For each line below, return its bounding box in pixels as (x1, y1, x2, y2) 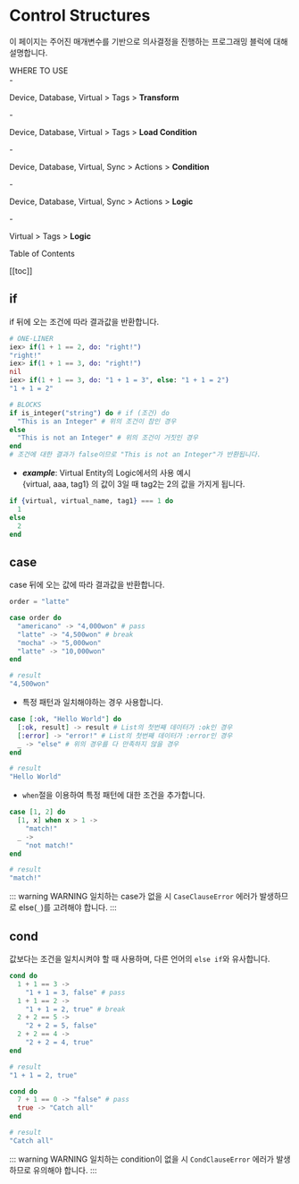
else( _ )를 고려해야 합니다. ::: (18, 902, 118, 913)
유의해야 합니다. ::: (32, 1164, 97, 1175)
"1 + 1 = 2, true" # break (25, 1004, 126, 1014)
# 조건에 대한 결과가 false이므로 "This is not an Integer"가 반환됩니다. (9, 450, 262, 459)
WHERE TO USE (9, 64, 69, 76)
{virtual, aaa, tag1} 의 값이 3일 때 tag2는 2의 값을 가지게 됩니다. (21, 479, 245, 489)
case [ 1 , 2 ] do (9, 807, 66, 817)
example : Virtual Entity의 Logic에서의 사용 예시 (21, 467, 192, 478)
